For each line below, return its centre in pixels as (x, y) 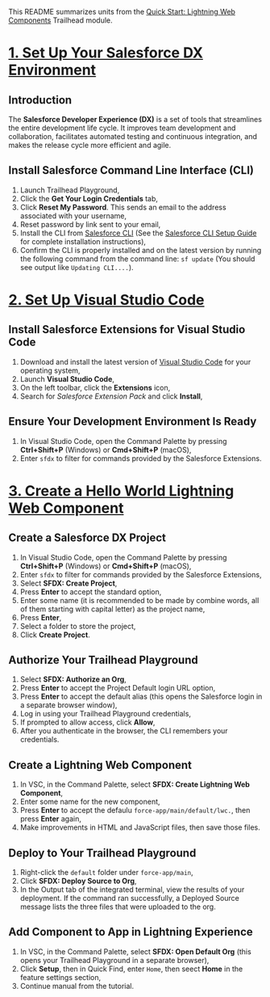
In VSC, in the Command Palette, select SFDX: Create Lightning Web (135, 784)
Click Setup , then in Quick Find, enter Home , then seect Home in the (131, 969)
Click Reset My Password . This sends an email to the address (123, 207)
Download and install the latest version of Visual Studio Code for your (135, 361)
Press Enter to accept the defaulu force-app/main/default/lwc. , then (135, 810)
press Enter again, (51, 819)
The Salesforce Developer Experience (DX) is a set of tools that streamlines (135, 119)
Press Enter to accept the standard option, (91, 591)
